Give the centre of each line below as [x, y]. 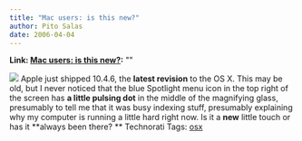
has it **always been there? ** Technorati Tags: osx [106, 127]
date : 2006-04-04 [42, 34]
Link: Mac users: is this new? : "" [71, 61]
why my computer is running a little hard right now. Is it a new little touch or [150, 117]
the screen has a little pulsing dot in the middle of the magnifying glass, [144, 98]
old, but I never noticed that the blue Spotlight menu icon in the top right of [149, 89]
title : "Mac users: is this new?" [75, 18]
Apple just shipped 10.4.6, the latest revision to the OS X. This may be [151, 79]
